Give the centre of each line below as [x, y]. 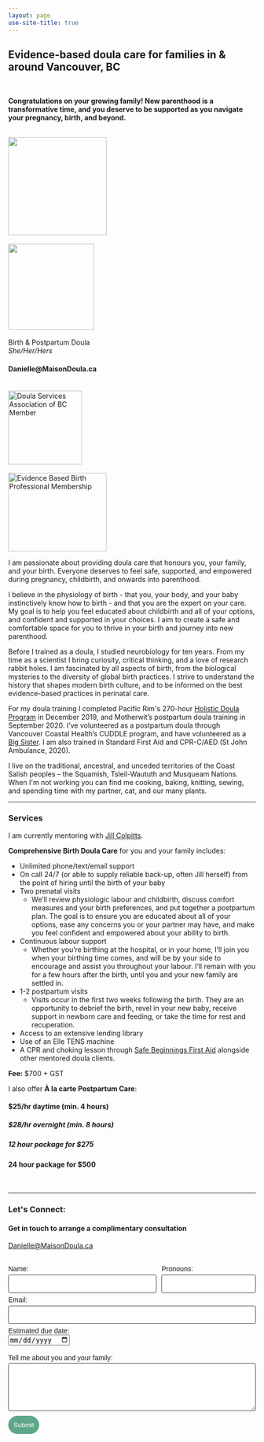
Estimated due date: [39, 1331]
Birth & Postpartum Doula [49, 342]
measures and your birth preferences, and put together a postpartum [143, 907]
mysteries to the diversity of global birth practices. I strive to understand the [131, 677]
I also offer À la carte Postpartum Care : [73, 1088]
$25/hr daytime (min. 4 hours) [59, 1107]
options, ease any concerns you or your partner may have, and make [143, 924]
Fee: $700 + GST [36, 1073]
